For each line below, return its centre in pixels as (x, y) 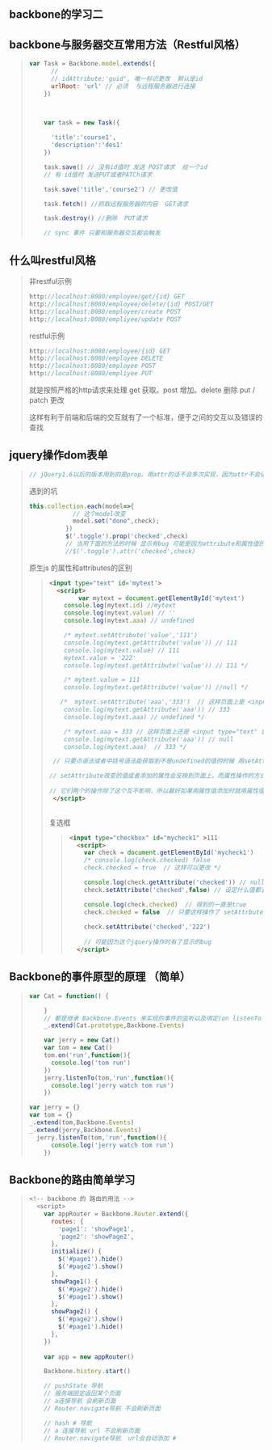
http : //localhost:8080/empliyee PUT (90, 374)
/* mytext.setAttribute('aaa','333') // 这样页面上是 (152, 702)
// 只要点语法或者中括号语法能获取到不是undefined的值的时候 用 (149, 761)
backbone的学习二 (56, 15)
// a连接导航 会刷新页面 (80, 1401)
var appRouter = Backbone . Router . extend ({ (116, 1214)
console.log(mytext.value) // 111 (122, 650)
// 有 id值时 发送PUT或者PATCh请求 (98, 175)
